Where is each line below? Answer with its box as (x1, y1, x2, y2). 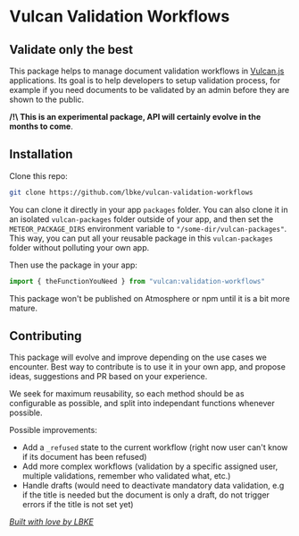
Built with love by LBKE (9, 516, 94, 527)
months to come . (9, 121, 73, 132)
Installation (9, 147, 73, 162)
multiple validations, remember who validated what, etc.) (21, 471, 231, 481)
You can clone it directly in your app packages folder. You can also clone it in (9, 204, 288, 215)
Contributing (9, 328, 82, 344)
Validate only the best (9, 42, 134, 57)
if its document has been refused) (21, 452, 147, 463)
